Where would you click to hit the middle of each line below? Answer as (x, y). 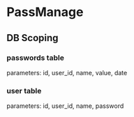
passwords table (35, 58)
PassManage (45, 12)
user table (24, 91)
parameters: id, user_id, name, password (65, 106)
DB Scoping (32, 38)
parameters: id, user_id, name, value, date (67, 72)
